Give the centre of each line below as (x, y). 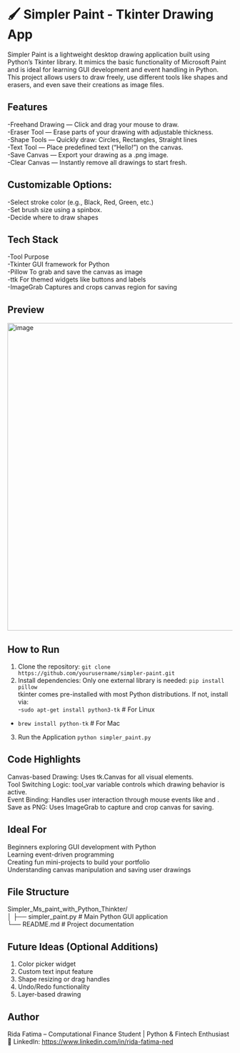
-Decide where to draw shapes (53, 217)
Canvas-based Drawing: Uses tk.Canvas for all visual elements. (101, 777)
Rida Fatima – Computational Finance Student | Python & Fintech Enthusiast (119, 1034)
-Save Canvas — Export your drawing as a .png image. (88, 154)
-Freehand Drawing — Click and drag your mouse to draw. (93, 124)
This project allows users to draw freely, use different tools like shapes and (117, 77)
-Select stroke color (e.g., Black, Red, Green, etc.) (81, 202)
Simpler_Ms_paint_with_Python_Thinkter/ (67, 909)
